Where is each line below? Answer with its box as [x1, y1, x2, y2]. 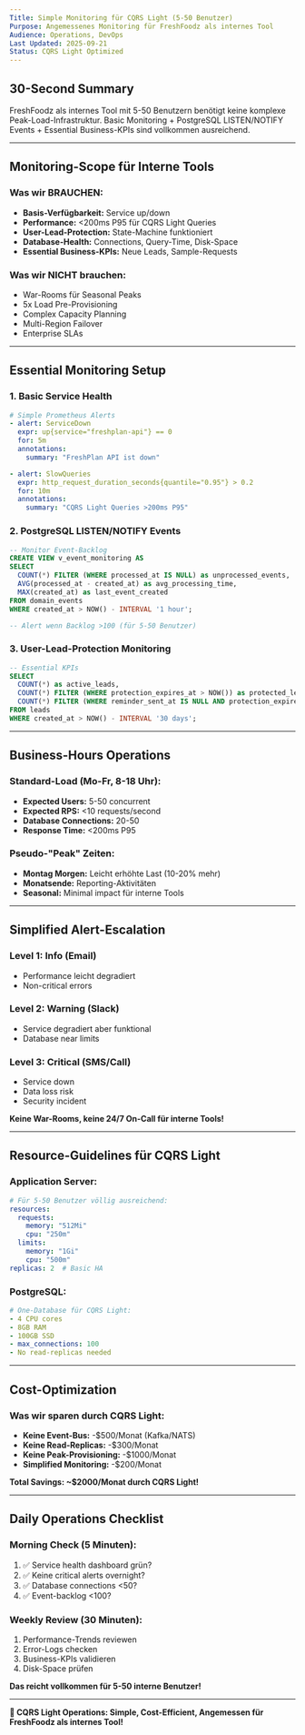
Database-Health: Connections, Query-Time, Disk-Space [22, 236, 239, 247]
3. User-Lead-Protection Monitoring [9, 642, 172, 655]
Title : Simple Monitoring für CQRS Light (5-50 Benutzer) [9, 13, 233, 23]
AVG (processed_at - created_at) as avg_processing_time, [17, 580, 238, 589]
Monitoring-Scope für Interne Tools [9, 159, 215, 175]
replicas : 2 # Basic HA [9, 1264, 103, 1273]
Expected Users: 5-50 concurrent [22, 795, 152, 806]
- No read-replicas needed [9, 1348, 112, 1357]
